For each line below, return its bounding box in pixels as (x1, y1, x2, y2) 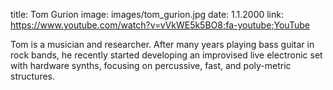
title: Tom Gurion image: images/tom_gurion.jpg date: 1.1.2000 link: (10, 9, 285, 20)
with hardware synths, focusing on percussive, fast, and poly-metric (10, 60, 292, 71)
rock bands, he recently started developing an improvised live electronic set (10, 49, 323, 61)
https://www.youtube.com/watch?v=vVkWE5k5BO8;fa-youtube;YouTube (10, 19, 310, 31)
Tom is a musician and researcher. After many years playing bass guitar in (10, 39, 315, 50)
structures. (10, 70, 55, 82)
